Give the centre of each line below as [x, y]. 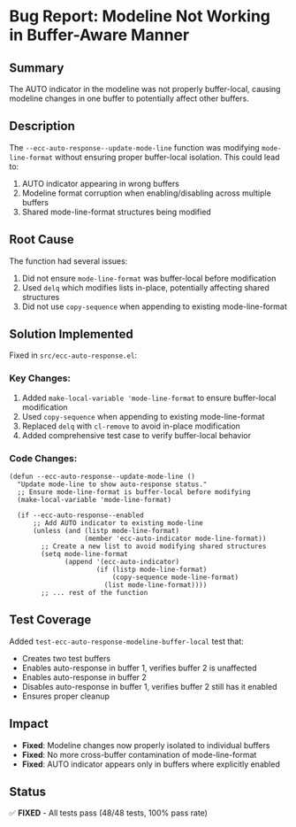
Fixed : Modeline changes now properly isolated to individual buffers [146, 745]
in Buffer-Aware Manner [99, 35]
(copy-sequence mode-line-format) [175, 577]
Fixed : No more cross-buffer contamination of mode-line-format [139, 754]
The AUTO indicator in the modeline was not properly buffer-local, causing [145, 89]
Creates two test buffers [66, 658]
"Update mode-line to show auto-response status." [112, 484]
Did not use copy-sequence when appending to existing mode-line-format [154, 306]
